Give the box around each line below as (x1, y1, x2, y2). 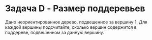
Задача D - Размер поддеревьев (5, 3, 145, 14)
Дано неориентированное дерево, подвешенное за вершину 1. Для (5, 19, 148, 25)
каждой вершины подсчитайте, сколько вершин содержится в (5, 24, 137, 30)
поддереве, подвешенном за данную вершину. (5, 29, 104, 35)
